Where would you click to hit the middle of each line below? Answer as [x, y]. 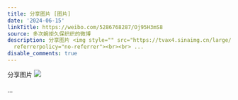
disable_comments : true [42, 54]
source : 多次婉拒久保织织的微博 [49, 34]
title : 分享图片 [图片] [39, 14]
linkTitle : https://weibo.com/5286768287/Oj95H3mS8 [85, 27]
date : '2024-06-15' [36, 21]
